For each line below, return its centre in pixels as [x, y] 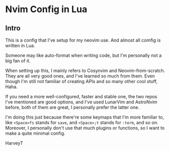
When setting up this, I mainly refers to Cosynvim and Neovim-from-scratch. [85, 70]
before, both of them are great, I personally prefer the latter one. [72, 107]
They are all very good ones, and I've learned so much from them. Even [80, 76]
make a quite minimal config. [35, 133]
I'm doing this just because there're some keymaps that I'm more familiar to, [85, 117]
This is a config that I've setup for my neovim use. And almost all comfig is [83, 40]
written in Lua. [20, 46]
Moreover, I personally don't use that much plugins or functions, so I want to [85, 128]
